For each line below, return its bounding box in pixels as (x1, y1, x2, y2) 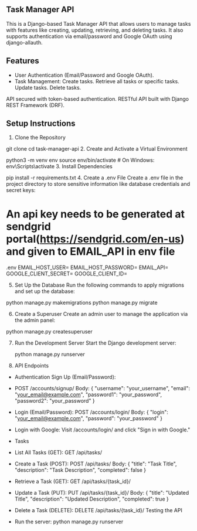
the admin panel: (14, 316, 56, 324)
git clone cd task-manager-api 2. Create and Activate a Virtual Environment (6, 145, 188, 152)
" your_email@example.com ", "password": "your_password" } (14, 415, 163, 422)
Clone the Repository (14, 134, 66, 141)
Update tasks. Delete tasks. (14, 84, 81, 91)
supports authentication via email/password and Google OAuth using (6, 32, 172, 40)
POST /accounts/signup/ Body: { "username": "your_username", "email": (14, 385, 191, 392)
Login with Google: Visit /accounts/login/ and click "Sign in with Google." (14, 426, 191, 433)
